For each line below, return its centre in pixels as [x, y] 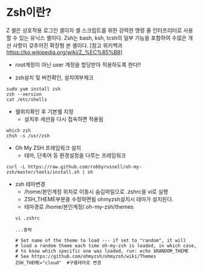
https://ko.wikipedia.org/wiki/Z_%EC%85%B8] [64, 52]
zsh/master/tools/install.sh [43, 172]
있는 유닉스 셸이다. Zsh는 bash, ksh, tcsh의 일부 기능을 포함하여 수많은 [103, 37]
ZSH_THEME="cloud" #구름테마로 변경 [58, 263]
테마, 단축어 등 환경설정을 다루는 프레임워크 [75, 155]
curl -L [16, 167]
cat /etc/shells [27, 99]
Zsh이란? [29, 12]
